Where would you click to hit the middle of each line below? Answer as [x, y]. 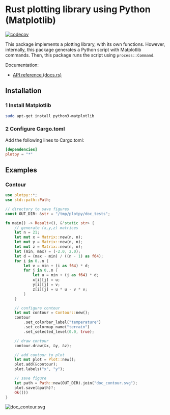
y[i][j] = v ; [46, 285]
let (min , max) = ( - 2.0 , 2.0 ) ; [48, 251]
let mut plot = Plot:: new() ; [45, 360]
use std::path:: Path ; [28, 200]
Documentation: [22, 65]
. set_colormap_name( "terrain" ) [57, 327]
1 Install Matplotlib [28, 106]
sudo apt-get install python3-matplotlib [50, 116]
